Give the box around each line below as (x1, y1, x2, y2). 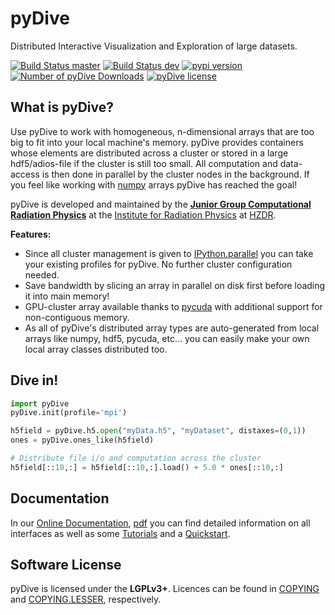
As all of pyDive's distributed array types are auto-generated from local (24, 322, 320, 334)
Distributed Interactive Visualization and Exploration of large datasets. (10, 40, 298, 52)
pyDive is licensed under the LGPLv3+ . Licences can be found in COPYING (10, 583, 320, 595)
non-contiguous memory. (24, 311, 130, 323)
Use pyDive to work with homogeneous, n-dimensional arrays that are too (10, 125, 315, 137)
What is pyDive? (10, 99, 115, 116)
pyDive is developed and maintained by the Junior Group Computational (10, 198, 312, 210)
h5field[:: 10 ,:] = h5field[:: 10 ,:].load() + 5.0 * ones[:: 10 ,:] (10, 462, 284, 472)
